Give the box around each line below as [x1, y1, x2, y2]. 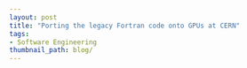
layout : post [9, 12, 58, 22]
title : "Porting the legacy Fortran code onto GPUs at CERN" [9, 21, 241, 30]
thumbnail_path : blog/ [9, 46, 93, 55]
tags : [9, 29, 29, 38]
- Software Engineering [9, 37, 98, 47]
